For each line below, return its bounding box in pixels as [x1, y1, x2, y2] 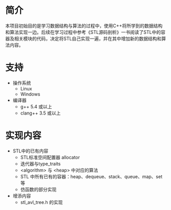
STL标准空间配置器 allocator [20, 154, 80, 160]
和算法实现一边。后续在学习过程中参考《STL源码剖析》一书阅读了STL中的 [5, 29, 161, 35]
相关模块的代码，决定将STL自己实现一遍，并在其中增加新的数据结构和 [14, 35, 162, 42]
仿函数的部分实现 [20, 186, 57, 193]
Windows [20, 91, 40, 97]
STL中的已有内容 [12, 147, 49, 154]
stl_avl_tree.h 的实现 [20, 199, 63, 205]
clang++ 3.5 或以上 [20, 110, 61, 116]
